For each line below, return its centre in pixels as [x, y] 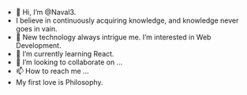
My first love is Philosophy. [60, 82]
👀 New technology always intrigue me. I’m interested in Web [113, 37]
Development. [38, 46]
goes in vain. [36, 29]
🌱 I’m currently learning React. [65, 54]
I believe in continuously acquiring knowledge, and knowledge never [127, 20]
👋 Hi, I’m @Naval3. [46, 12]
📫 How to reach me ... [52, 71]
